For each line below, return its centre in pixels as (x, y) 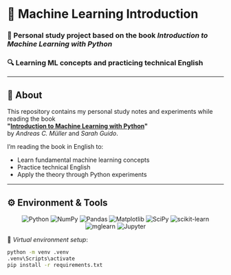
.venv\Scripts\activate (41, 259)
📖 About (25, 95)
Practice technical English (54, 167)
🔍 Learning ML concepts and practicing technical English (105, 63)
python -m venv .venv (38, 252)
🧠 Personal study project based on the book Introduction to (108, 36)
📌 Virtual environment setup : (47, 240)
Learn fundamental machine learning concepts (83, 160)
